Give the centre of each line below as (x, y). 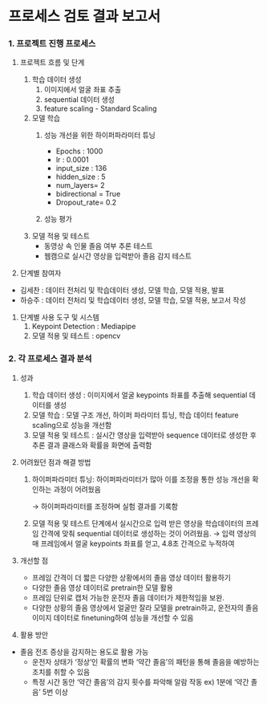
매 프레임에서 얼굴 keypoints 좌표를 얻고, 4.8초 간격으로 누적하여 (133, 543)
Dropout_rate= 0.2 (86, 202)
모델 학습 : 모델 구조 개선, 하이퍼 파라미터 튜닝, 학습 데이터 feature (135, 415)
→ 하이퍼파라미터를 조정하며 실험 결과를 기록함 (105, 506)
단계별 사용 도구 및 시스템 (60, 317)
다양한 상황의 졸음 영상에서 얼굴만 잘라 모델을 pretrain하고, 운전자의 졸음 (145, 608)
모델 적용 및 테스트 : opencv (76, 336)
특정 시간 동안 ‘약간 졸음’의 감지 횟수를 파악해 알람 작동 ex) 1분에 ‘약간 (140, 682)
